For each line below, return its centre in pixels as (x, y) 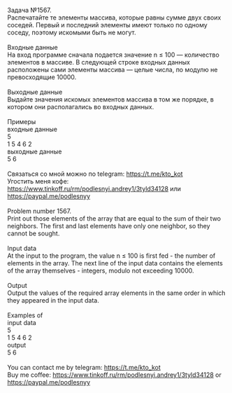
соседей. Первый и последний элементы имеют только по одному (107, 25)
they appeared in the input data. (53, 300)
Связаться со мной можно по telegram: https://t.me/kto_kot (95, 174)
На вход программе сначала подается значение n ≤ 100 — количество (114, 55)
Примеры (22, 122)
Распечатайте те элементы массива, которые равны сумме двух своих (114, 18)
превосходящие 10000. (42, 77)
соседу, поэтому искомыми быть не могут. (72, 32)
